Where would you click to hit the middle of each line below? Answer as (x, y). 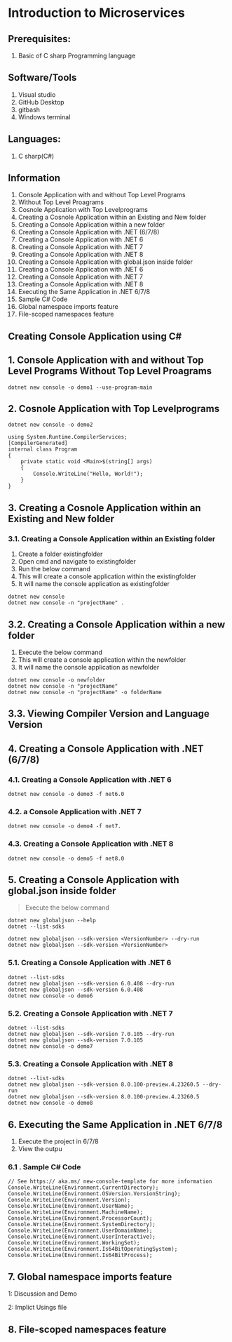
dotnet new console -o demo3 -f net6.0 (66, 795)
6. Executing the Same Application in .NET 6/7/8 (115, 1124)
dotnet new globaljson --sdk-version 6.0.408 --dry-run (91, 983)
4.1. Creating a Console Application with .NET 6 (90, 779)
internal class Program (43, 450)
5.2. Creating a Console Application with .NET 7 (91, 1014)
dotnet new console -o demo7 (50, 1047)
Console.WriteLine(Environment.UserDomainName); (80, 1231)
